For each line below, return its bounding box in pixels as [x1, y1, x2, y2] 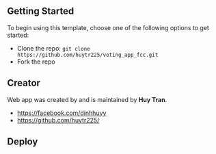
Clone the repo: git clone [16, 44, 90, 52]
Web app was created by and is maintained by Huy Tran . [7, 95, 167, 103]
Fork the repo [16, 57, 56, 66]
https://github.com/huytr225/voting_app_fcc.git [16, 51, 159, 58]
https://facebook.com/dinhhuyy [16, 109, 107, 117]
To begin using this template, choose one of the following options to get [7, 23, 210, 31]
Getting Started [7, 5, 75, 17]
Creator [7, 77, 41, 89]
